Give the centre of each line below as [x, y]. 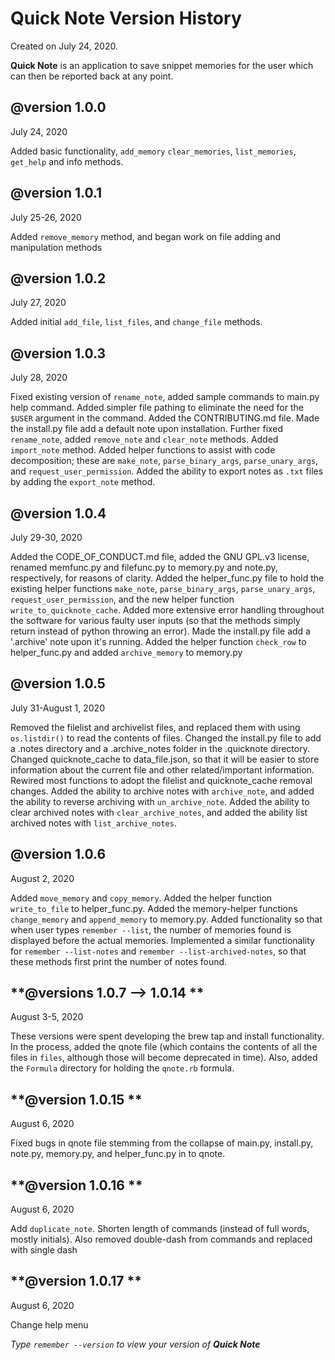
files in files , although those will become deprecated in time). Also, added [164, 1058]
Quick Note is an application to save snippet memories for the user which [162, 65]
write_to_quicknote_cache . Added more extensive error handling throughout [167, 610]
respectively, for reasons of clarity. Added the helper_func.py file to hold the [167, 578]
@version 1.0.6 [58, 854]
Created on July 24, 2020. [64, 46]
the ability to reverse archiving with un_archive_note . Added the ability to [160, 801]
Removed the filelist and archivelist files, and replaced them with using [155, 727]
